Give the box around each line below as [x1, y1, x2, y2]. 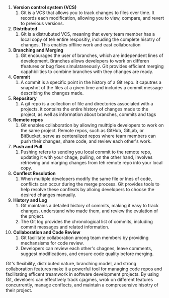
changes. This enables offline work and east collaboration [20, 42, 141, 47]
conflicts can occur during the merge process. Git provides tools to [20, 181, 160, 187]
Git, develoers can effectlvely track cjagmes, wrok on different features [6, 277, 153, 282]
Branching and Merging [13, 47, 63, 53]
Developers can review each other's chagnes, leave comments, [20, 246, 152, 251]
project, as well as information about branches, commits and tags [20, 111, 156, 117]
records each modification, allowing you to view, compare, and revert [20, 15, 164, 21]
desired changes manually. [20, 192, 76, 198]
